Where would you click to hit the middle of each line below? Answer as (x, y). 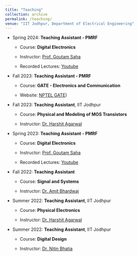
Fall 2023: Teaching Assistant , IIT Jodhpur (56, 105)
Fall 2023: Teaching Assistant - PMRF (52, 76)
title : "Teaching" (24, 10)
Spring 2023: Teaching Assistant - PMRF (55, 134)
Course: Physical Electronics (50, 210)
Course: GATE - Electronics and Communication (70, 86)
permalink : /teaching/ (29, 19)
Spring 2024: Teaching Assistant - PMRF (55, 38)
